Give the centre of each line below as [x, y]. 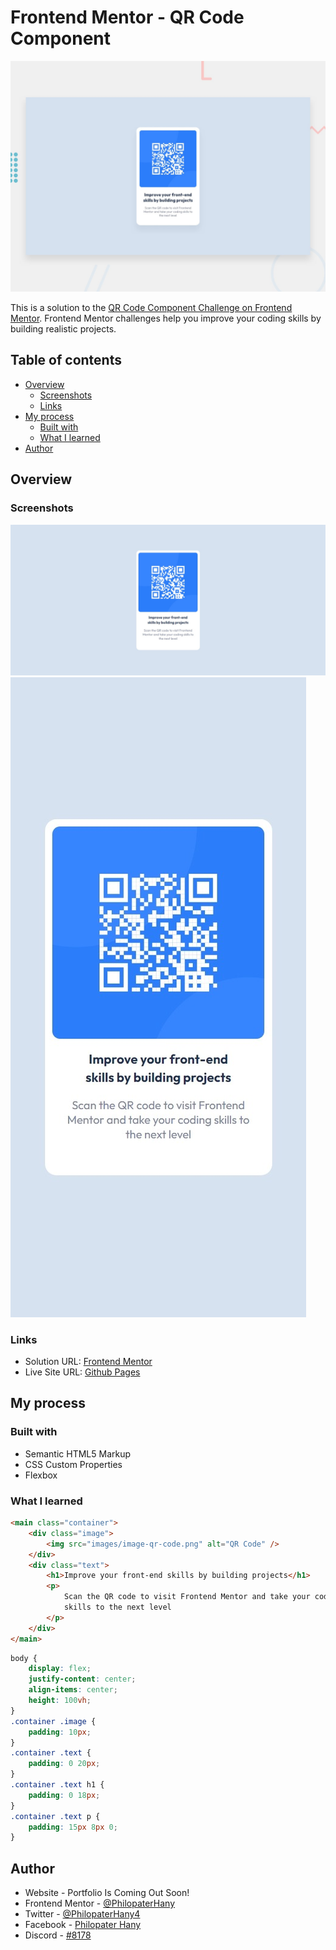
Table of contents [66, 360]
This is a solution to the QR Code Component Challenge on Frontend [151, 308]
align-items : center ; [73, 1690]
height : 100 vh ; [60, 1701]
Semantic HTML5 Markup [78, 1453]
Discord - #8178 [58, 1935]
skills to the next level [117, 1607]
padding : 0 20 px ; [64, 1764]
